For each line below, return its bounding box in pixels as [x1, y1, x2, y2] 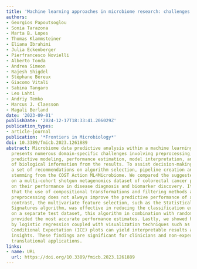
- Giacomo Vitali [6, 80, 49, 86]
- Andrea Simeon [6, 63, 46, 69]
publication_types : [6, 123, 54, 129]
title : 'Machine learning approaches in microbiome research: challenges [6, 8, 191, 15]
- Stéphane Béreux [6, 74, 51, 80]
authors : [6, 14, 28, 20]
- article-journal [6, 129, 51, 135]
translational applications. [11, 238, 83, 244]
